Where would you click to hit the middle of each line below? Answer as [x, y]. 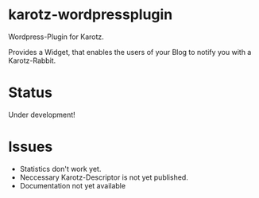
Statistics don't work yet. [60, 169]
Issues [31, 147]
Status [31, 93]
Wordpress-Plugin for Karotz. [56, 37]
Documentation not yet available [72, 185]
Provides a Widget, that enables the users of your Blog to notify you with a [130, 52]
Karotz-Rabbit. [32, 60]
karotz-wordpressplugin [91, 15]
